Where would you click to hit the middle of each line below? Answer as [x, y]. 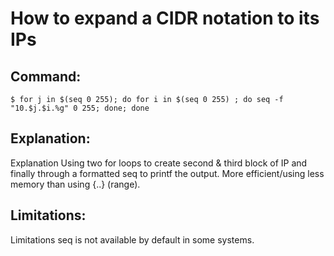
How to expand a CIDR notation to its [165, 18]
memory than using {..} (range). [75, 184]
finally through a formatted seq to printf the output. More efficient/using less [167, 173]
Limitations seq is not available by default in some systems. [132, 239]
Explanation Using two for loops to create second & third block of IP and [159, 163]
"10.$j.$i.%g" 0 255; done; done [80, 108]
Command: [46, 76]
